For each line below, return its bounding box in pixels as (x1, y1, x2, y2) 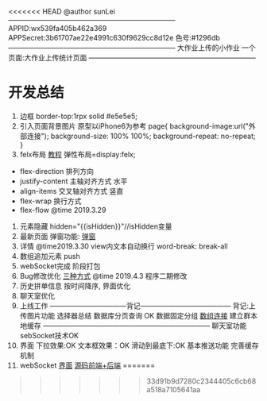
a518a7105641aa (146, 384, 201, 394)
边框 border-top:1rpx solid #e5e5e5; (19, 111, 137, 121)
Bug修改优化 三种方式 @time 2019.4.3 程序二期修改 (19, 271, 188, 280)
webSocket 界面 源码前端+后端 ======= (19, 361, 156, 370)
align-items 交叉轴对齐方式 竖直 (19, 186, 124, 195)
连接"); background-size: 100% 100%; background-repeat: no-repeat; (26, 131, 256, 141)
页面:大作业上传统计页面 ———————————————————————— (8, 53, 256, 62)
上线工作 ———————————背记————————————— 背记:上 (19, 301, 256, 310)
